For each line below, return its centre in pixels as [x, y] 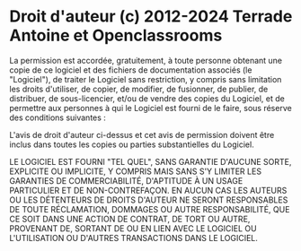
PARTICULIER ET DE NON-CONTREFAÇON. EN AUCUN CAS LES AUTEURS [148, 190]
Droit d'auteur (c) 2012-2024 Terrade [151, 17]
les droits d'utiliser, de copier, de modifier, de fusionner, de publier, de [139, 89]
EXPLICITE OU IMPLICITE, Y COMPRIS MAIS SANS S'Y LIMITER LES [136, 171]
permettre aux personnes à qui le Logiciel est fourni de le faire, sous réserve [150, 108]
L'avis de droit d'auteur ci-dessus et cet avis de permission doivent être [142, 134]
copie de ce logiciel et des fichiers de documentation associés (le [131, 70]
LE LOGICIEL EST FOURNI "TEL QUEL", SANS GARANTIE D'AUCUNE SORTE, [150, 161]
